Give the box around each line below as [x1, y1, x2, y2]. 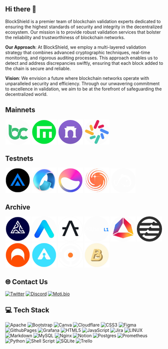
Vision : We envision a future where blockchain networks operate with [5, 75, 149, 81]
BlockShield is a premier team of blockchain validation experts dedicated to [5, 18, 161, 24]
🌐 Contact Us [5, 277, 48, 286]
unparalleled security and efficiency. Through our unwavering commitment [5, 80, 160, 86]
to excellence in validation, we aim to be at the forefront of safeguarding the [5, 86, 162, 92]
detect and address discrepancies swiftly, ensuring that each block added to [5, 60, 163, 66]
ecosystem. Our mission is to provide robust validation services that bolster [5, 29, 161, 35]
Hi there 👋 [5, 5, 37, 14]
